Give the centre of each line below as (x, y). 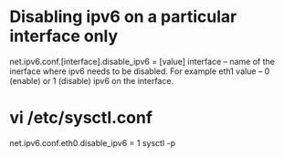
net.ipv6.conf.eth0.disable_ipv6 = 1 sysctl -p (93, 142)
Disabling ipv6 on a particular (123, 17)
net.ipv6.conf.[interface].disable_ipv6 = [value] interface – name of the (142, 61)
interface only (64, 36)
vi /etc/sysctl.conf (81, 118)
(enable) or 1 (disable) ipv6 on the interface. (92, 80)
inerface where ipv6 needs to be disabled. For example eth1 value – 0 (140, 71)
